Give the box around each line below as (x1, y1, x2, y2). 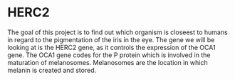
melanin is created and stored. (7, 66, 97, 74)
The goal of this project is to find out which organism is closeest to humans (7, 28, 228, 36)
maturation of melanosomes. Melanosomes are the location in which (7, 58, 208, 66)
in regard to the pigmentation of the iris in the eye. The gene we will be (7, 35, 215, 44)
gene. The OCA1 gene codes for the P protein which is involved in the (7, 51, 211, 59)
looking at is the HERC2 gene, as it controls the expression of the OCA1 (7, 43, 216, 51)
